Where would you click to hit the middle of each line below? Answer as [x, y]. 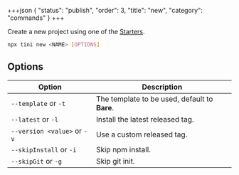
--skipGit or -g [37, 161]
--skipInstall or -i [44, 149]
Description [162, 87]
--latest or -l [35, 119]
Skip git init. [115, 161]
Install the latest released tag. [145, 119]
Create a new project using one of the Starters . [76, 32]
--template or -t [38, 103]
